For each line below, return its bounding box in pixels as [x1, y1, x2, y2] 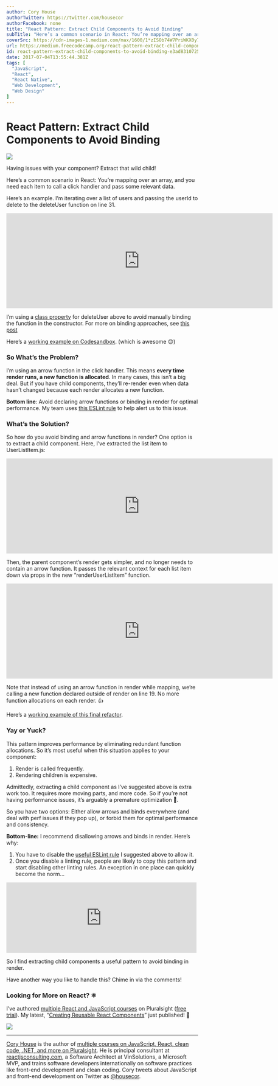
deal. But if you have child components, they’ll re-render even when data [6, 380, 189, 387]
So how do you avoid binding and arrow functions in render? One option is [6, 433, 193, 441]
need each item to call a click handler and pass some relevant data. [6, 183, 175, 190]
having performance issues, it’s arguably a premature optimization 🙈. [6, 796, 179, 803]
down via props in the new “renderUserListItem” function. [6, 571, 151, 579]
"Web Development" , [12, 83, 61, 89]
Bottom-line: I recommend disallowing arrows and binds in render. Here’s [6, 832, 190, 840]
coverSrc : [6, 37, 32, 43]
